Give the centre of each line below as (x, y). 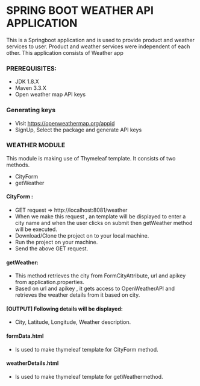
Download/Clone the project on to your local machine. (82, 236)
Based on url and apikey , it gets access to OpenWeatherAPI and (95, 289)
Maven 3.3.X (30, 88)
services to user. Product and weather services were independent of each (98, 46)
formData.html (25, 336)
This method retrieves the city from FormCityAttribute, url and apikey (100, 276)
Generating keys (31, 110)
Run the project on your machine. (56, 242)
